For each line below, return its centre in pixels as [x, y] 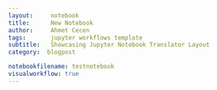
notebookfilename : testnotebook [61, 67]
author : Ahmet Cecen [49, 30]
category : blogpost [42, 52]
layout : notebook [44, 15]
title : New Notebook [51, 23]
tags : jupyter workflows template [76, 37]
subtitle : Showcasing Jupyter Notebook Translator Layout [109, 45]
